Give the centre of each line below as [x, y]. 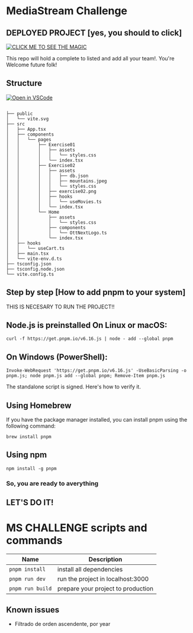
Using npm [27, 455]
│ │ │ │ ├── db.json [47, 176]
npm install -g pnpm [32, 468]
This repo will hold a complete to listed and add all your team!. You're [90, 58]
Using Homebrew [39, 405]
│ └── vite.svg [28, 119]
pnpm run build [30, 589]
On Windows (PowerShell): [57, 357]
